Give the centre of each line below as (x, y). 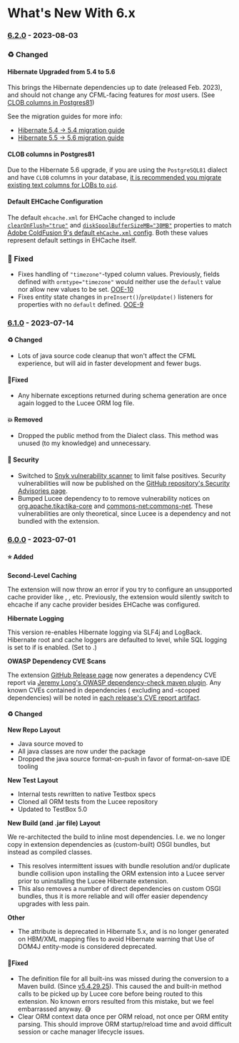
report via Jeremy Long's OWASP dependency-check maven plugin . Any (114, 682)
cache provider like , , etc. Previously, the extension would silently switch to (118, 596)
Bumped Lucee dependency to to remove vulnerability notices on (114, 498)
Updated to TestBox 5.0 (52, 809)
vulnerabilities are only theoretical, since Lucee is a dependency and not (124, 513)
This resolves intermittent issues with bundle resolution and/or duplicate (124, 866)
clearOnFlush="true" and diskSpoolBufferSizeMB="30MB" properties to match (119, 225)
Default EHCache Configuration (55, 202)
